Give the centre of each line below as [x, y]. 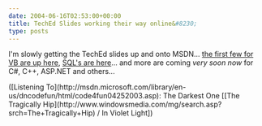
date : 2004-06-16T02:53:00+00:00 [65, 16]
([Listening [26, 87]
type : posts [28, 31]
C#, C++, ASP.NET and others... [62, 72]
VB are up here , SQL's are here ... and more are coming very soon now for [131, 63]
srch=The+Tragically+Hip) [52, 113]
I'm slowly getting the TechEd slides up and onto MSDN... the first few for [131, 54]
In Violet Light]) [127, 113]
